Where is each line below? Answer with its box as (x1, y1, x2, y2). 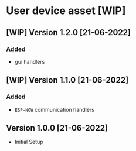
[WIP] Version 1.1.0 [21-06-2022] (6, 75, 129, 85)
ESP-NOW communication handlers (14, 106, 95, 113)
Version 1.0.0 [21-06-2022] (6, 123, 108, 133)
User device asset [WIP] (6, 4, 126, 18)
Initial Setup (14, 139, 43, 146)
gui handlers (14, 58, 45, 65)
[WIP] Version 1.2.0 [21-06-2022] (6, 28, 131, 37)
